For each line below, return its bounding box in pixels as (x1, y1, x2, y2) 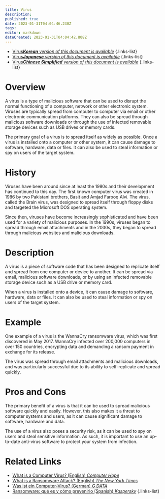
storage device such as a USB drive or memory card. (5, 279, 112, 285)
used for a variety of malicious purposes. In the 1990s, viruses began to (5, 219, 151, 225)
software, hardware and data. (5, 418, 65, 424)
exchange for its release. (5, 349, 56, 354)
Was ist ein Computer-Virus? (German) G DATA (12, 483, 107, 489)
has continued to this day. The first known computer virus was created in (5, 189, 154, 195)
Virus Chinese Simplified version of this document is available (12, 59, 139, 65)
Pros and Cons (5, 386, 66, 398)
